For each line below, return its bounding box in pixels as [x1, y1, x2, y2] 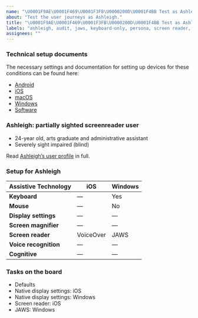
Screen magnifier [9, 221, 59, 229]
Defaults [14, 281, 35, 288]
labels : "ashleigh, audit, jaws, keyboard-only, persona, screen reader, [6, 25, 192, 31]
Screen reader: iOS [14, 300, 61, 307]
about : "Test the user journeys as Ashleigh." [6, 14, 123, 20]
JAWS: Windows [14, 306, 55, 313]
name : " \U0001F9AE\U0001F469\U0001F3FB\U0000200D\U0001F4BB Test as [6, 8, 178, 15]
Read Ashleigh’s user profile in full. [6, 152, 90, 160]
